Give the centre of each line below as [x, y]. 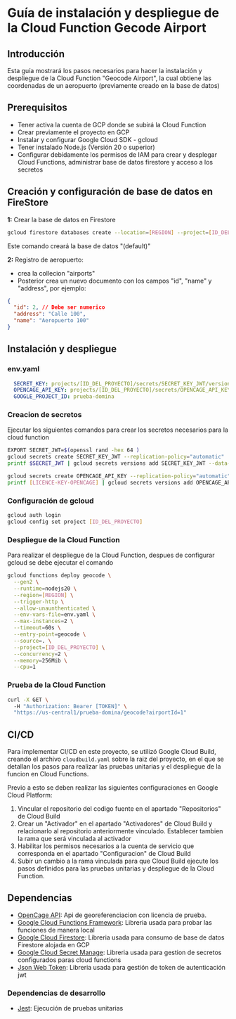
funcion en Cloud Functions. [48, 774]
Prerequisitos [38, 108]
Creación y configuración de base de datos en [110, 192]
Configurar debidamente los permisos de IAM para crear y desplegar [117, 154]
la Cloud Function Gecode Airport [107, 28]
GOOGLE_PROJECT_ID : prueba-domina [64, 397]
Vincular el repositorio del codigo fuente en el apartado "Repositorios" [119, 809]
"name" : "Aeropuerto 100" [52, 321]
